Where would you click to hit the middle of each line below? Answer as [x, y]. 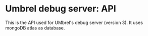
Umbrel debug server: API [61, 9]
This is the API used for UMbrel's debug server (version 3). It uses [74, 22]
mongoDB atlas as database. [35, 27]
